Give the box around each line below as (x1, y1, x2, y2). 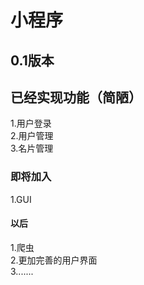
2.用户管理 (10, 130, 54, 142)
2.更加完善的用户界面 (10, 254, 98, 266)
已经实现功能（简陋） (10, 89, 142, 106)
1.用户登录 (10, 117, 52, 130)
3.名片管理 (10, 142, 54, 155)
